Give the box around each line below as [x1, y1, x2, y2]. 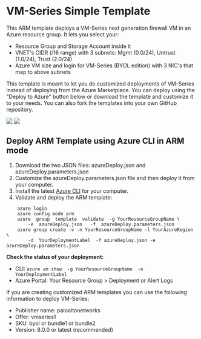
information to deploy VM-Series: [6, 295, 90, 302]
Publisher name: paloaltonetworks [15, 306, 101, 314]
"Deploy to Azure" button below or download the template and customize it [6, 93, 194, 100]
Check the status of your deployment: [6, 253, 104, 260]
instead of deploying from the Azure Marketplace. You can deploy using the [6, 86, 195, 93]
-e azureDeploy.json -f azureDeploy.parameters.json [28, 221, 174, 227]
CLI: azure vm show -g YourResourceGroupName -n [15, 265, 143, 272]
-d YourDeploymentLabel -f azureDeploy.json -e [28, 237, 156, 243]
